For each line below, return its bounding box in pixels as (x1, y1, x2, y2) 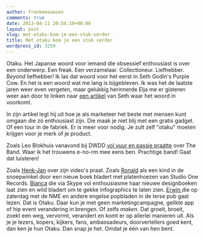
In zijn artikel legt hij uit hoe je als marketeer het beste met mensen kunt (6, 110, 187, 118)
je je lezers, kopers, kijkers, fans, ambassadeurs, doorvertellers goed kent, (6, 218, 194, 226)
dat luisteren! (6, 154, 40, 162)
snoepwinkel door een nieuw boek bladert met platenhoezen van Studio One (6, 173, 199, 180)
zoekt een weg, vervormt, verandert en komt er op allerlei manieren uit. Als (6, 212, 194, 219)
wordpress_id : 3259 (6, 43, 56, 49)
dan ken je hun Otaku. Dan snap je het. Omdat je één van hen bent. (6, 225, 175, 232)
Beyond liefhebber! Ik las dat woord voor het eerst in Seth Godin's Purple (6, 73, 190, 80)
